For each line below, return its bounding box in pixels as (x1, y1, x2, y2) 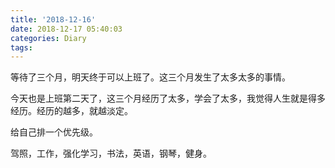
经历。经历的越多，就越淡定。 (10, 105, 133, 117)
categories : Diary (10, 33, 87, 43)
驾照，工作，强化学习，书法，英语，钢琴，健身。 (10, 147, 212, 160)
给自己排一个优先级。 (10, 126, 98, 138)
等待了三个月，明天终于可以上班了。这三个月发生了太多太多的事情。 (10, 71, 291, 83)
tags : (10, 42, 33, 53)
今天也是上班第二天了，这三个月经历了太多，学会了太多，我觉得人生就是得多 (10, 92, 326, 105)
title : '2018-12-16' (10, 14, 97, 25)
